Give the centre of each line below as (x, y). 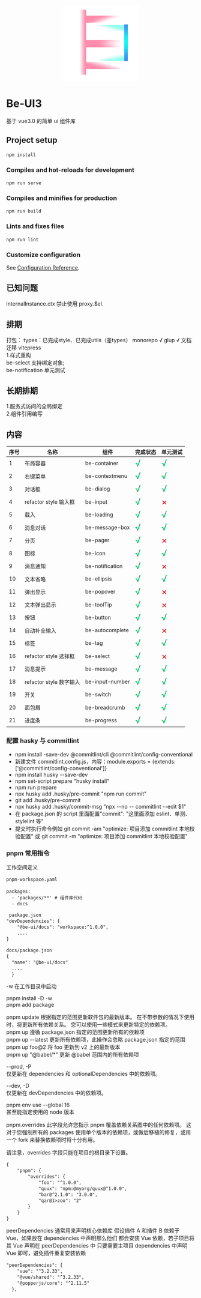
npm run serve (24, 183)
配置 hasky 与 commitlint (43, 741)
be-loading (99, 515)
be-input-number (107, 682)
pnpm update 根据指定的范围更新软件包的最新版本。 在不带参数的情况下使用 (100, 1017)
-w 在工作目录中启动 (31, 986)
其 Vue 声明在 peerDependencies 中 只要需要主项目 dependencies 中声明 (97, 1246)
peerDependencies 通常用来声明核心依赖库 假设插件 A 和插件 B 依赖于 (93, 1231)
